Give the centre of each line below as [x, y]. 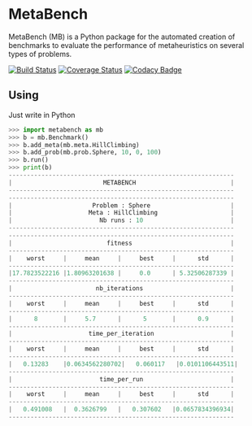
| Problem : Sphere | [121, 205]
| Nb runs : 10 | [121, 220]
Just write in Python [42, 115]
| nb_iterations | [121, 289]
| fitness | [121, 243]
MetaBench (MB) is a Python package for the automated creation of [122, 37]
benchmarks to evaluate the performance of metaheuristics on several [126, 45]
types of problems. [40, 54]
